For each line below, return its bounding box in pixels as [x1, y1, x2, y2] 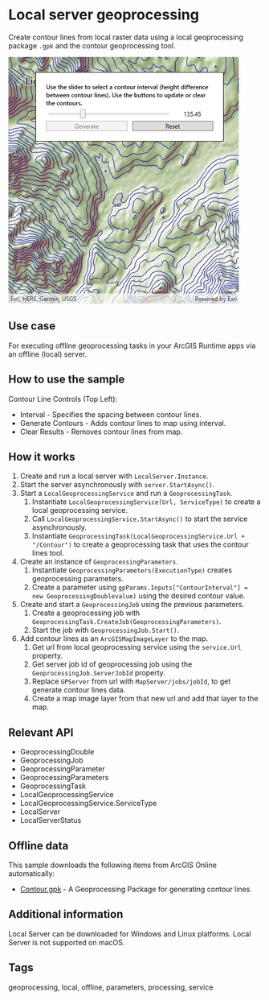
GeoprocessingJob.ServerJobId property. [31, 668, 166, 678]
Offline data [8, 839, 69, 853]
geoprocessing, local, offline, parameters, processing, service [8, 982, 214, 992]
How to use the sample [8, 373, 125, 386]
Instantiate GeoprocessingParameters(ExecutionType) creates [31, 565, 233, 575]
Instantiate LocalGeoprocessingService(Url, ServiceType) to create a [31, 497, 261, 506]
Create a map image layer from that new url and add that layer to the [31, 694, 259, 704]
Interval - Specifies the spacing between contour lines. [19, 409, 202, 419]
